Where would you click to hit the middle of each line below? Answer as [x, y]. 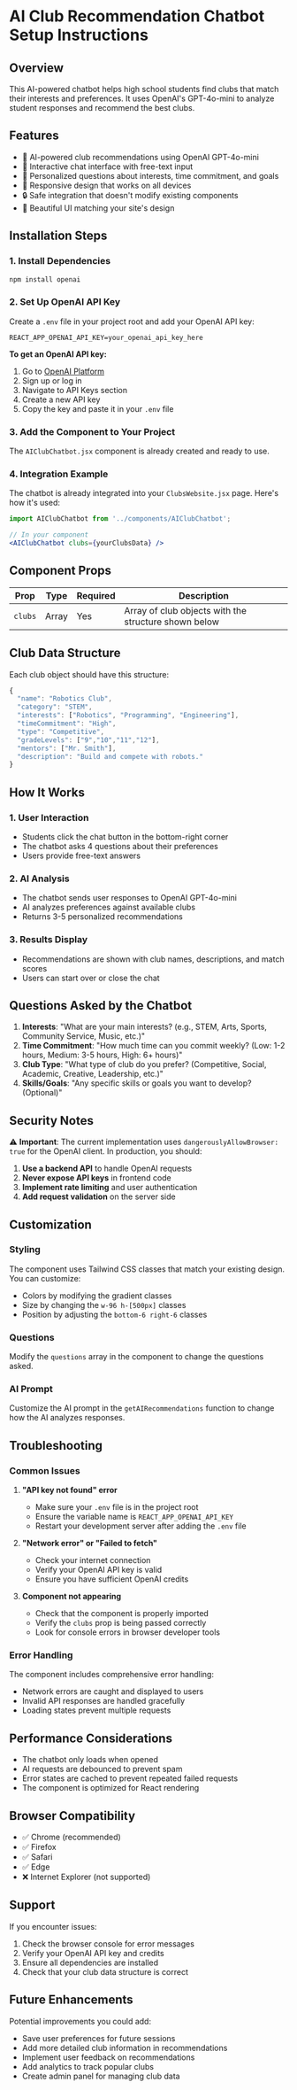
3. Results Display [49, 940]
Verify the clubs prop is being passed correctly [121, 1623]
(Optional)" [42, 1093]
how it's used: [34, 503]
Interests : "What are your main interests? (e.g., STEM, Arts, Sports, [145, 1027]
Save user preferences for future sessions [99, 2038]
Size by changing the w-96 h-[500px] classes [104, 1304]
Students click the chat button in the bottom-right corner [125, 836]
